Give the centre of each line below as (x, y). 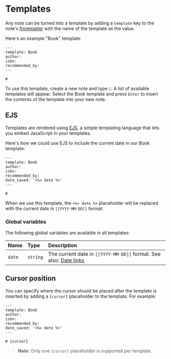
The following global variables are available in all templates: (68, 233)
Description (63, 246)
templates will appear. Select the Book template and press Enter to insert (82, 94)
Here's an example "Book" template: (43, 38)
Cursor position (31, 279)
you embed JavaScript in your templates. (48, 133)
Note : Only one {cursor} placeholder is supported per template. (85, 351)
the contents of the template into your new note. (56, 99)
